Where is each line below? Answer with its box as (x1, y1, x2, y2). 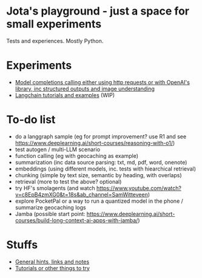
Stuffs (6, 238, 38, 251)
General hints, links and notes (15, 258, 90, 265)
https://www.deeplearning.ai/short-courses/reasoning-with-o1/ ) (15, 139, 175, 146)
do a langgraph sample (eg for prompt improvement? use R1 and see (15, 132, 187, 140)
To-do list (6, 113, 56, 127)
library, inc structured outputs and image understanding (15, 85, 155, 92)
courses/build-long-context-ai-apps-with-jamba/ (15, 217, 138, 224)
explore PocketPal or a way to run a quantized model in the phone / (15, 197, 184, 205)
